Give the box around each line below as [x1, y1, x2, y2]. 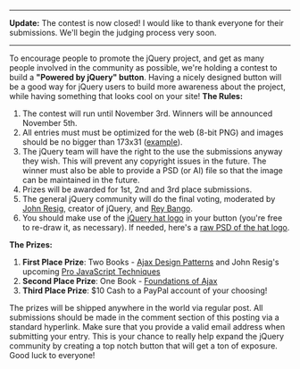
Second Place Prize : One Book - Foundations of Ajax [21, 276, 218, 286]
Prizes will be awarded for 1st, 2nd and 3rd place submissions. [21, 184, 253, 195]
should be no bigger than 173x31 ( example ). [21, 137, 183, 147]
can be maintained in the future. [21, 175, 140, 185]
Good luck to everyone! [9, 350, 96, 360]
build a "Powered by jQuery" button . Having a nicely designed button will [9, 72, 282, 82]
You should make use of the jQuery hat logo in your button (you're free [21, 213, 283, 223]
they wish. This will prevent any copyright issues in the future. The [21, 155, 267, 166]
